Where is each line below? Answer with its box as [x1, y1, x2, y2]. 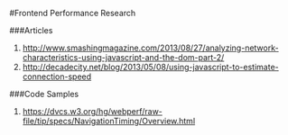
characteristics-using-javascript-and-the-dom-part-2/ [22, 52, 225, 62]
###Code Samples [9, 89, 79, 99]
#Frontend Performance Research [9, 8, 136, 18]
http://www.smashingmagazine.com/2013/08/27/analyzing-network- [22, 42, 279, 53]
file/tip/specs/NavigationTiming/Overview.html [22, 116, 196, 126]
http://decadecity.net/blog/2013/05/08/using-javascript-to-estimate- [22, 62, 279, 72]
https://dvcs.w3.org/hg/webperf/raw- [22, 106, 163, 116]
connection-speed [22, 71, 92, 82]
